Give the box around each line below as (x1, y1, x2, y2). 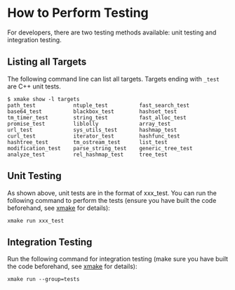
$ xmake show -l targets (7, 95, 80, 103)
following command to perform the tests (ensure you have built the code (7, 196, 217, 204)
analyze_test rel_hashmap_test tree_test (7, 151, 168, 158)
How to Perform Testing (7, 5, 149, 21)
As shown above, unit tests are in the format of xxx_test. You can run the (7, 188, 217, 197)
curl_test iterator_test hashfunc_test (7, 132, 180, 140)
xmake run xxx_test (7, 217, 65, 224)
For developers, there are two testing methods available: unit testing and (7, 28, 217, 37)
